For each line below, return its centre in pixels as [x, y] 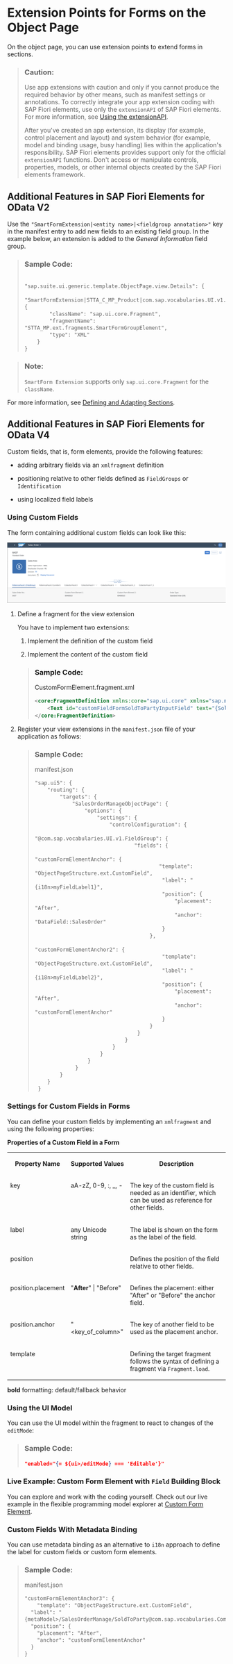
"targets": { [78, 797]
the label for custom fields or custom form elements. [82, 1552]
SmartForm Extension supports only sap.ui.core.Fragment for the [116, 381]
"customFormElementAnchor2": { [80, 950]
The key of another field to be [172, 1324]
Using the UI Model [40, 1408]
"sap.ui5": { [53, 783]
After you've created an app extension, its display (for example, [115, 131]
